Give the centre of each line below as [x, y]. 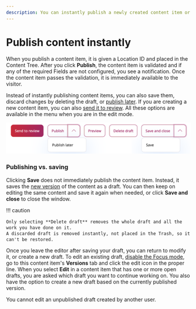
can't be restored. [30, 239]
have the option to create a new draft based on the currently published [92, 282]
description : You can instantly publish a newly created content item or [98, 12]
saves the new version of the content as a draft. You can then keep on [91, 186]
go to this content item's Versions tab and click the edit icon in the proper [95, 263]
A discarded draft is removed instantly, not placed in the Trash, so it [98, 234]
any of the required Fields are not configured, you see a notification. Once [96, 71]
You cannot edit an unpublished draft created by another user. [81, 299]
